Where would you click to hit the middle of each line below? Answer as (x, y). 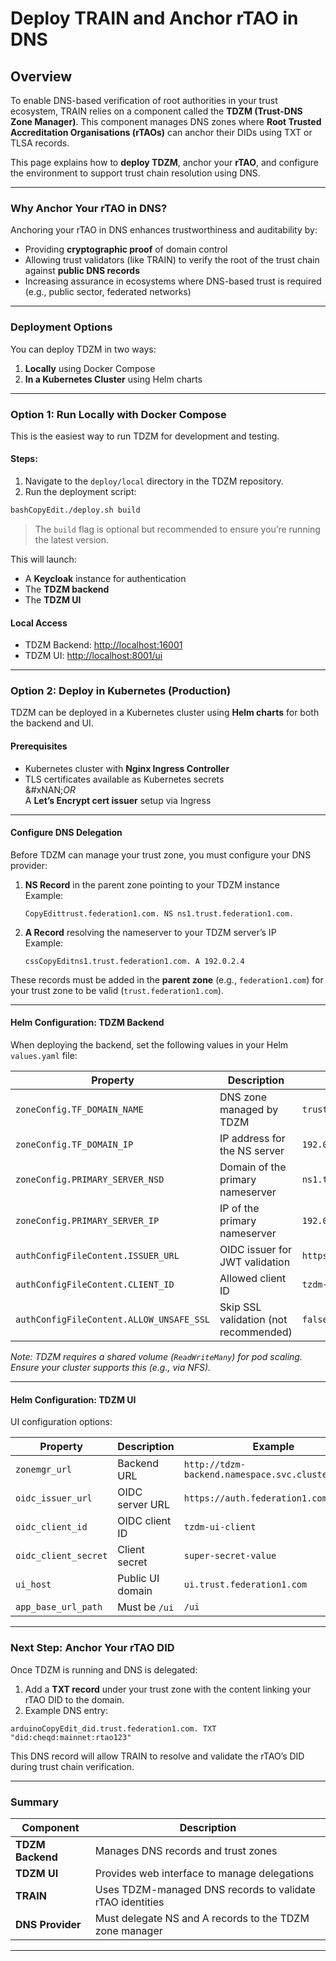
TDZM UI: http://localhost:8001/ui (93, 656)
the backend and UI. (52, 723)
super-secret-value (230, 1556)
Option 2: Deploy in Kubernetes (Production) (121, 691)
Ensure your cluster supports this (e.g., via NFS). (111, 1368)
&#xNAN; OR (50, 789)
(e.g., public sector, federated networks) (108, 292)
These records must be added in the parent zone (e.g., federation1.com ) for (167, 979)
